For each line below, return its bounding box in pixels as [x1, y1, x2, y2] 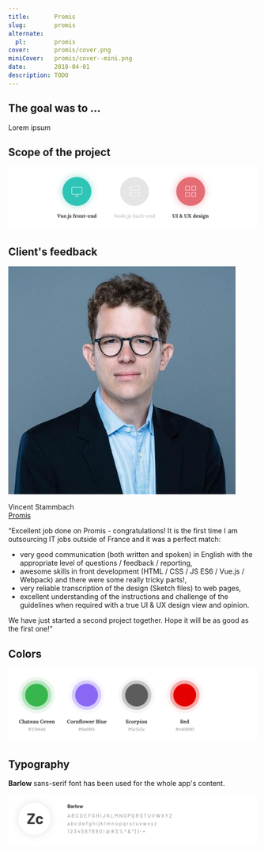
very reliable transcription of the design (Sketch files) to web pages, [19, 583, 242, 593]
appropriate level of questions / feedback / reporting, [19, 559, 193, 568]
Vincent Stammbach [8, 502, 75, 512]
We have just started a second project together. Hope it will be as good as [8, 616, 249, 625]
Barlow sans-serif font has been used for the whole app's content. [8, 778, 225, 788]
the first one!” [8, 624, 53, 634]
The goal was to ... [8, 101, 101, 115]
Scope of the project [8, 145, 111, 158]
